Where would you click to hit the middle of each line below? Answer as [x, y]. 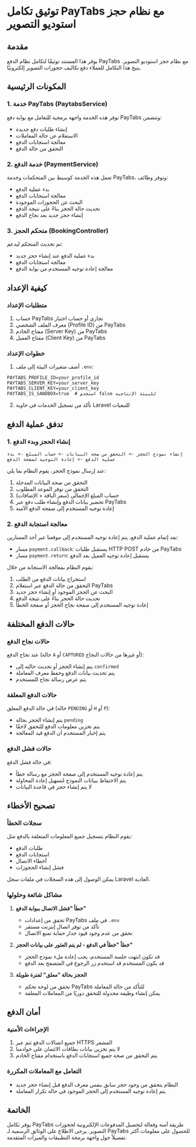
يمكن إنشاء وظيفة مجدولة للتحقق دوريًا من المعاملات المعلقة [93, 993]
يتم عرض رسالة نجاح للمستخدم [51, 679]
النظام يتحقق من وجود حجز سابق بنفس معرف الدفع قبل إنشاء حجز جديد [97, 1084]
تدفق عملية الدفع [35, 424]
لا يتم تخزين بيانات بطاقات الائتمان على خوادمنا [68, 1049]
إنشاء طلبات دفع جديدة [41, 129]
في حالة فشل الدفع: [29, 762]
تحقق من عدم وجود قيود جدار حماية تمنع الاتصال [78, 933]
